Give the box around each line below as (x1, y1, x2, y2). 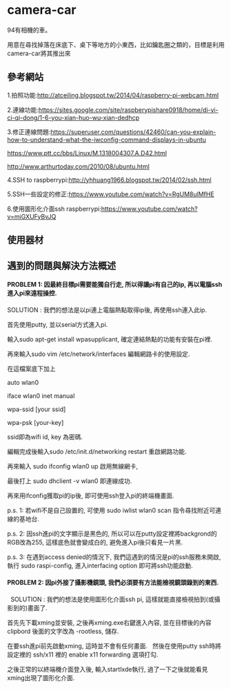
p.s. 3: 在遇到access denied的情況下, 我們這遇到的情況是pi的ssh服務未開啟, (7, 552, 221, 561)
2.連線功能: (7, 106, 39, 114)
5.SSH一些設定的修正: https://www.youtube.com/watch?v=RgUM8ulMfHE (7, 189, 215, 198)
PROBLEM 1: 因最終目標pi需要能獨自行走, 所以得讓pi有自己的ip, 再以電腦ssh (7, 281, 223, 289)
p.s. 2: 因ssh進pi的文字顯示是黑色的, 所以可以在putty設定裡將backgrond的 (7, 529, 217, 538)
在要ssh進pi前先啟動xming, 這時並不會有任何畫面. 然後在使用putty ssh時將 (7, 641, 222, 650)
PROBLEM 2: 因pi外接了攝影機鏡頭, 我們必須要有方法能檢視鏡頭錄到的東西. (7, 578, 219, 587)
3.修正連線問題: (7, 127, 51, 136)
